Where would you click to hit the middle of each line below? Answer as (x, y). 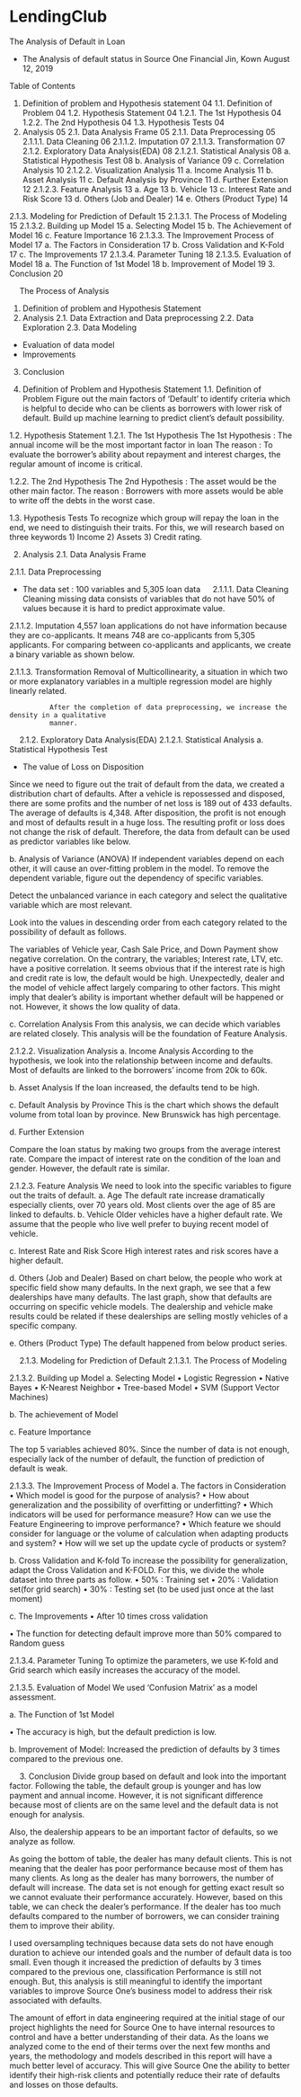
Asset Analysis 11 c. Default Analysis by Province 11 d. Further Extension (155, 179)
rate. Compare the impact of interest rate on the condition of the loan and (145, 1159)
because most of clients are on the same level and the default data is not (144, 1805)
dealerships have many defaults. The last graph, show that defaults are (141, 1297)
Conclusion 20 (36, 273)
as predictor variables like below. (70, 841)
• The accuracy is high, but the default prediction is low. (113, 1731)
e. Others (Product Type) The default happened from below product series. (148, 1343)
